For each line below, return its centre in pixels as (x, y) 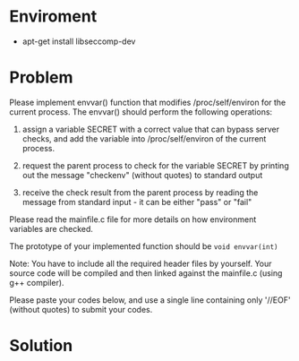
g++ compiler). (37, 282)
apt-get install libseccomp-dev (79, 41)
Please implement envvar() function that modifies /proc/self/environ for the (148, 102)
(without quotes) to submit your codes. (81, 309)
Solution (41, 346)
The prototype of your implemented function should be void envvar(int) (144, 246)
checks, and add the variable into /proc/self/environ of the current (144, 138)
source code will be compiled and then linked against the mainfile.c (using (146, 273)
